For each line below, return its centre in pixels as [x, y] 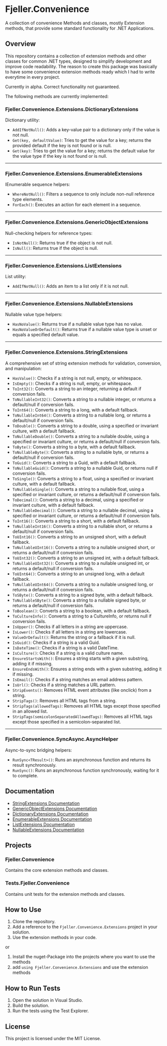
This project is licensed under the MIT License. [53, 1039]
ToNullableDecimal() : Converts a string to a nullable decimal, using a [83, 510]
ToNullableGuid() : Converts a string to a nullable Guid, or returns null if [85, 468]
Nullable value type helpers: [34, 314]
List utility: [16, 276]
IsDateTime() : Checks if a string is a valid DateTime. [66, 647]
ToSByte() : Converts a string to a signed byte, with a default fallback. [83, 595]
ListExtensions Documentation [43, 824]
